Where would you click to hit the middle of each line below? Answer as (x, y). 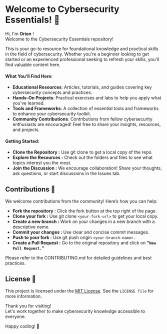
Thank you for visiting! (28, 305)
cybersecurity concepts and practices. (52, 92)
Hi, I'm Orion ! (19, 33)
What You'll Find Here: (29, 76)
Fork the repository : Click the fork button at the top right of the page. (84, 211)
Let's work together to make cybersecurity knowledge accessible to (75, 311)
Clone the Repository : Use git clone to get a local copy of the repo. (82, 152)
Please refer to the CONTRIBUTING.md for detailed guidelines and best (78, 258)
